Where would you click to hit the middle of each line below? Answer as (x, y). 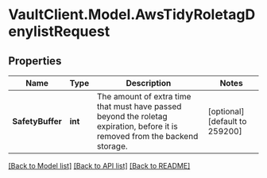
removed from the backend (147, 136)
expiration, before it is (137, 126)
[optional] (226, 111)
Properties (35, 61)
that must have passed (139, 106)
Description (149, 83)
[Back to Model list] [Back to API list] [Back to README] (99, 166)
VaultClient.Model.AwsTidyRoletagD (132, 15)
